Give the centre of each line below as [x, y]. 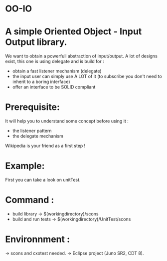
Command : [30, 200]
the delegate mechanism [38, 136]
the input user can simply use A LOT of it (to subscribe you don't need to [87, 76]
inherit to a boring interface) [41, 82]
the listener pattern [32, 131]
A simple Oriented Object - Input [74, 32]
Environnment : [37, 239]
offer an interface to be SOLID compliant [54, 87]
